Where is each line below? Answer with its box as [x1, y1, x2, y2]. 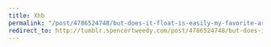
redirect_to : [8, 26, 52, 34]
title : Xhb [8, 11, 45, 20]
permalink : [8, 19, 45, 27]
